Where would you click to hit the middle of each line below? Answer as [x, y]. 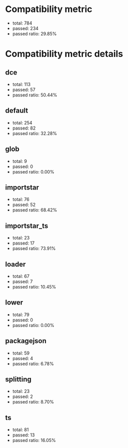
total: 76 [21, 199]
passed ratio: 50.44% [35, 95]
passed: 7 [22, 281]
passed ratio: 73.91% [34, 248]
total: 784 [22, 23]
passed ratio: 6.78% [33, 363]
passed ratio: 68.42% [35, 210]
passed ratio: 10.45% [34, 287]
